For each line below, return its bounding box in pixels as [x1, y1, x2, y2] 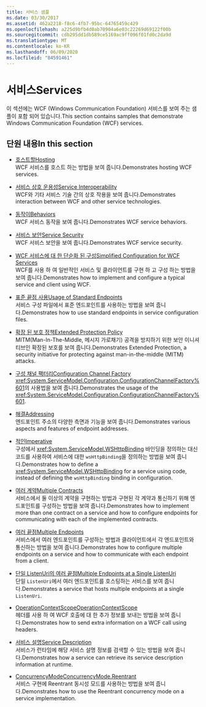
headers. [15, 626, 38, 633]
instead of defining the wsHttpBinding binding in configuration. [15, 474, 173, 481]
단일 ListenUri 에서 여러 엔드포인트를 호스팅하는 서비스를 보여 [15, 577, 164, 585]
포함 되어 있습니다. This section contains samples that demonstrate [17, 112, 183, 120]
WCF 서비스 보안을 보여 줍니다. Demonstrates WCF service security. [15, 239, 183, 247]
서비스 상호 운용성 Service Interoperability [15, 183, 118, 191]
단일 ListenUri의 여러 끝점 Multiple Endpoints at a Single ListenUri [15, 570, 177, 577]
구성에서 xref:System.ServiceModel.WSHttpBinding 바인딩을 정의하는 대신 [15, 445, 198, 452]
